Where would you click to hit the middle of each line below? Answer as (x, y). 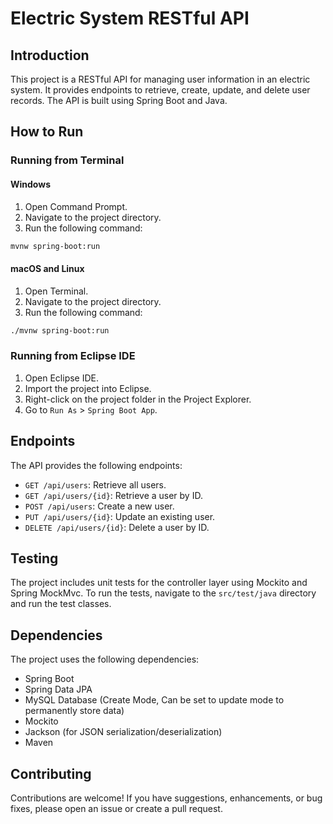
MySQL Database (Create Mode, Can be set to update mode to (154, 700)
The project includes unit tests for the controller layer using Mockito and (159, 583)
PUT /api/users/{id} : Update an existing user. (120, 516)
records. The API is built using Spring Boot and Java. (119, 100)
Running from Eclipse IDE (73, 356)
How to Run (47, 132)
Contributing (51, 773)
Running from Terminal (67, 160)
